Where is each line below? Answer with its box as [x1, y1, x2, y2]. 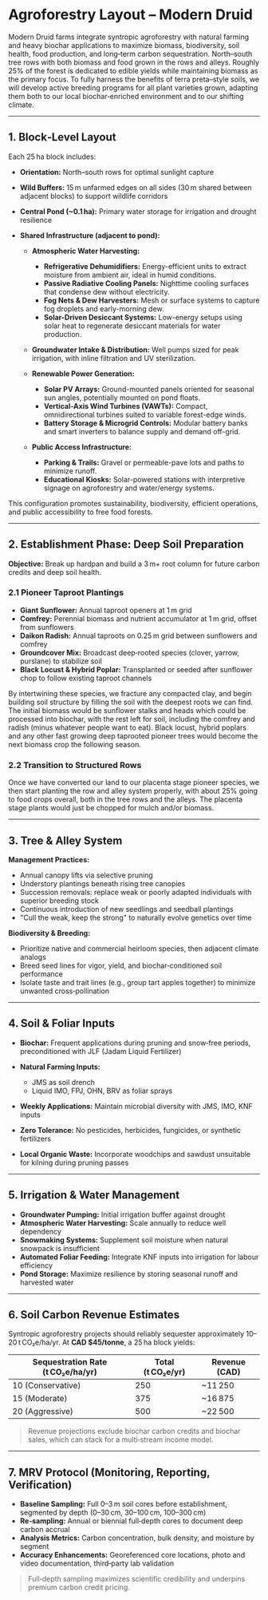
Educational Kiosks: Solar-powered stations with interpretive [43, 474, 246, 484]
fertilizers [19, 1134, 52, 1143]
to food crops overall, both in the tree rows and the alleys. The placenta [8, 794, 243, 804]
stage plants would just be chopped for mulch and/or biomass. [8, 803, 215, 813]
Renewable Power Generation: [31, 369, 135, 378]
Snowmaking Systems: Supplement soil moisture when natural [19, 1235, 229, 1245]
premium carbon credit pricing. [27, 1582, 130, 1592]
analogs [19, 952, 46, 961]
